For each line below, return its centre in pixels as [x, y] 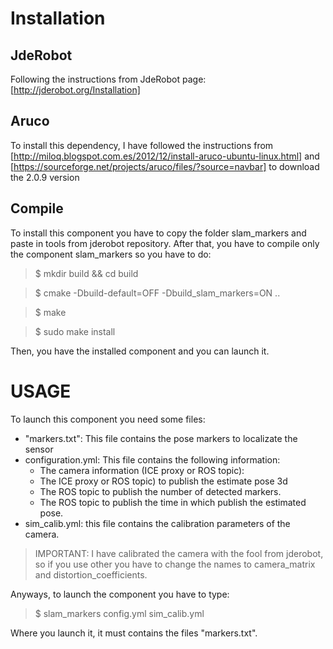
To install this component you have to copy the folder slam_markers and [158, 233]
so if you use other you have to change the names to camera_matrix [175, 564]
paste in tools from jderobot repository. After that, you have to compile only [165, 243]
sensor [39, 449]
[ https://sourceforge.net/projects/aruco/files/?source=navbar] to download [165, 166]
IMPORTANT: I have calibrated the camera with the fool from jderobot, [179, 553]
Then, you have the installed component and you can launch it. [140, 351]
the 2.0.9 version [45, 177]
